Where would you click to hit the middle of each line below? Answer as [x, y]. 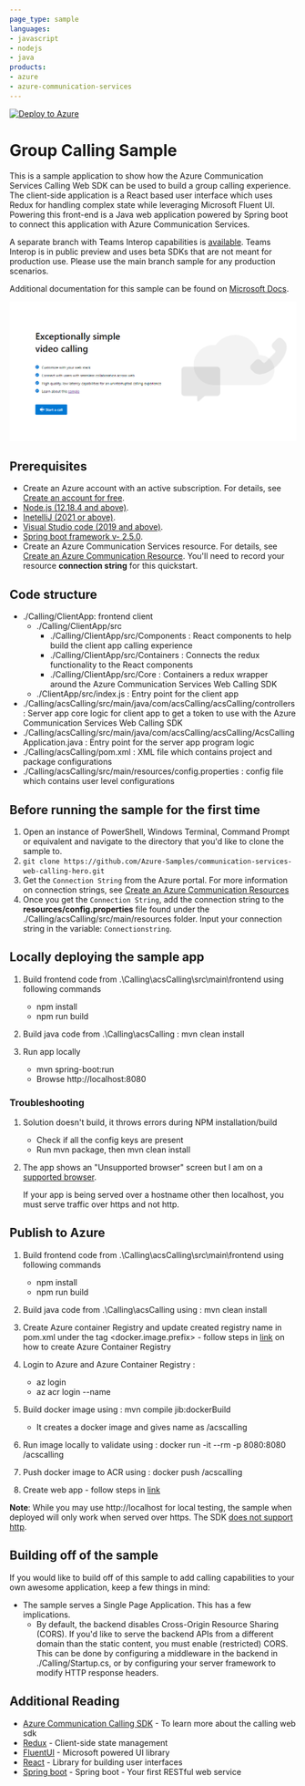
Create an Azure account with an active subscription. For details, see [152, 489]
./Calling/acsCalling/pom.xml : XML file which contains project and [147, 752]
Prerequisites [48, 466]
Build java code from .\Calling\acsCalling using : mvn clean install [145, 1309]
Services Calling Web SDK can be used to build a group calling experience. [150, 185]
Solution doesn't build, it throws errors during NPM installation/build [150, 1122]
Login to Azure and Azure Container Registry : [109, 1364]
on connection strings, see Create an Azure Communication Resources [156, 890]
